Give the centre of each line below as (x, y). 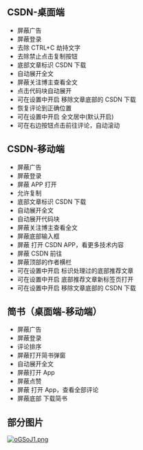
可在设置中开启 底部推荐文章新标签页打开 (75, 279)
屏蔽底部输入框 (38, 236)
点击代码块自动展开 (44, 90)
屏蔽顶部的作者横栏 (44, 262)
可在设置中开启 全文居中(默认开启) (65, 117)
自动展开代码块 (38, 219)
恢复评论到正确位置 (44, 108)
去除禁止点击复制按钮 (47, 56)
